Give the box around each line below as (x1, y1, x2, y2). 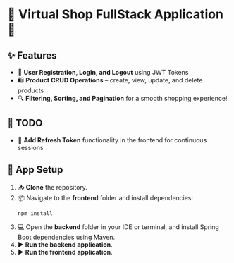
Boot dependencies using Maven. (17, 233, 116, 241)
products (17, 86, 44, 94)
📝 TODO (7, 117, 43, 129)
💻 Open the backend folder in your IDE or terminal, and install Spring (17, 222, 220, 231)
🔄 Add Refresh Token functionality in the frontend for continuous (17, 135, 207, 144)
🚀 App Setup (7, 164, 63, 176)
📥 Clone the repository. (17, 183, 88, 191)
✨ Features (7, 49, 57, 61)
